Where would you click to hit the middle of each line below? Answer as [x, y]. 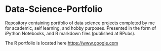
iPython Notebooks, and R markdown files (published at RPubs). [70, 33]
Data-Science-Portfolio [54, 9]
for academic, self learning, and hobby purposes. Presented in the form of [81, 28]
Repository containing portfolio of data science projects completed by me [80, 23]
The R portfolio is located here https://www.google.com [62, 43]
